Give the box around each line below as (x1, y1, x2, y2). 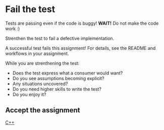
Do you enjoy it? (12, 91, 46, 97)
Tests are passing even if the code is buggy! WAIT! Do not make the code (5, 20, 159, 26)
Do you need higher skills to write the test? (12, 86, 102, 92)
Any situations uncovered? (12, 81, 68, 87)
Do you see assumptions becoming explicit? (12, 75, 104, 81)
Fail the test (5, 4, 56, 15)
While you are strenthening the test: (5, 60, 80, 66)
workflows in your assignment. (5, 50, 69, 56)
